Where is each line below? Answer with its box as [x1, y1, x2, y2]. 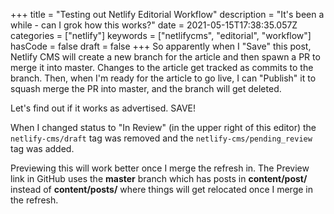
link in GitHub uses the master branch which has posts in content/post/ [10, 173, 308, 184]
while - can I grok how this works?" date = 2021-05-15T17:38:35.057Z [10, 19, 298, 31]
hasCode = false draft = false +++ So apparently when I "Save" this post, [10, 40, 312, 52]
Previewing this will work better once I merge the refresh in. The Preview [10, 162, 310, 174]
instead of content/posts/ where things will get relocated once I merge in [10, 184, 313, 195]
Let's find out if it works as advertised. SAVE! [10, 102, 197, 114]
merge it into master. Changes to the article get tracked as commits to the [10, 62, 314, 73]
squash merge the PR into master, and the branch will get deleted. [10, 83, 282, 94]
